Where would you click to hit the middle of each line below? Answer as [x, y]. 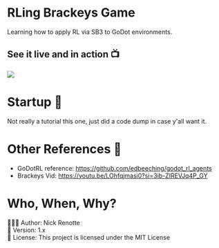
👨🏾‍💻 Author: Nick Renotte [44, 222]
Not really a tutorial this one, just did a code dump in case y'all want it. [107, 121]
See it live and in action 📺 [64, 54]
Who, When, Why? [62, 203]
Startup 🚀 [35, 102]
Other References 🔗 [65, 149]
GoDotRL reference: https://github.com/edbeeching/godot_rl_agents [114, 168]
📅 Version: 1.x [27, 230]
